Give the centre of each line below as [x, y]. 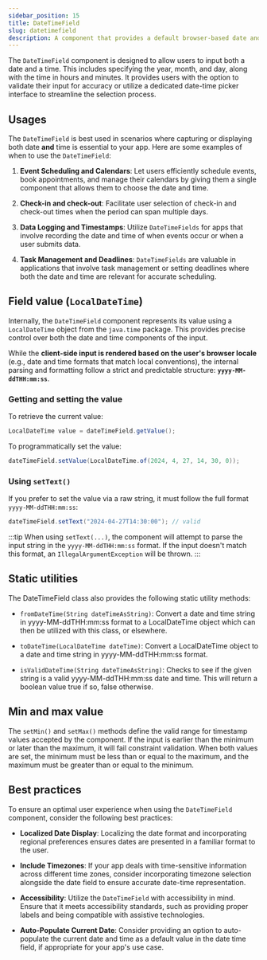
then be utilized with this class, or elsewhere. [93, 630]
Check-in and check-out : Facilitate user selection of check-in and [128, 203]
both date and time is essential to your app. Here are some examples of [125, 147]
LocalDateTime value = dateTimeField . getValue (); [92, 431]
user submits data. [50, 245]
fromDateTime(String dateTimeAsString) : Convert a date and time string [137, 613]
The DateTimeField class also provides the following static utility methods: [130, 598]
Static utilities [43, 579]
